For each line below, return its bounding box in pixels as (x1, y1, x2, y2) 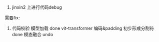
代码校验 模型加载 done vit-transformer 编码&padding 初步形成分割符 (11, 25, 154, 31)
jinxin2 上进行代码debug (11, 4, 62, 10)
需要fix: (4, 15, 20, 21)
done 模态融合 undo (11, 32, 53, 37)
